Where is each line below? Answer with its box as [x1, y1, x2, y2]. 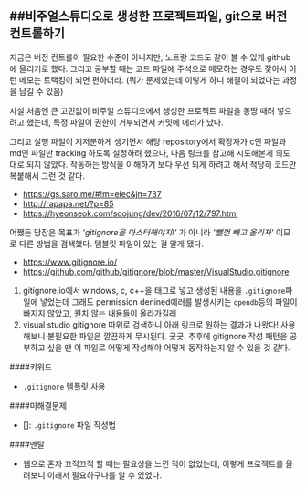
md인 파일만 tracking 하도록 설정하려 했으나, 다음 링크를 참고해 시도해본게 [9, 147, 274, 158]
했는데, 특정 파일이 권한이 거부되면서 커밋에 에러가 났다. [26, 117, 224, 128]
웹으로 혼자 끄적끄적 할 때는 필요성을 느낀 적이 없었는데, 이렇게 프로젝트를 [22, 458, 284, 469]
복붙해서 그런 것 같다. [9, 170, 85, 181]
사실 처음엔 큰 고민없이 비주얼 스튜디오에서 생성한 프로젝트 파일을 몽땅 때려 [9, 105, 276, 116]
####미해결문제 [9, 400, 67, 411]
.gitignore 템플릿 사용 [22, 380, 106, 391]
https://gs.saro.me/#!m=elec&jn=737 [22, 188, 162, 199]
